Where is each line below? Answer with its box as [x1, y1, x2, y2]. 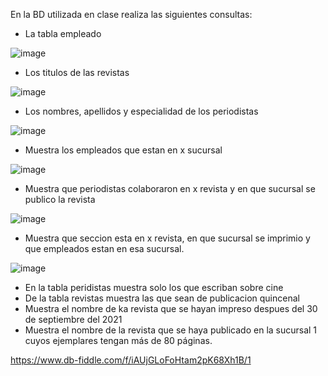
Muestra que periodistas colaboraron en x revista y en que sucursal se [24, 183, 316, 194]
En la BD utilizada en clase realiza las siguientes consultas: [10, 9, 253, 20]
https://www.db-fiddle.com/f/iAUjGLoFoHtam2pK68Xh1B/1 [10, 354, 252, 366]
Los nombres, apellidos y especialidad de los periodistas [24, 105, 259, 117]
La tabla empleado [24, 28, 102, 39]
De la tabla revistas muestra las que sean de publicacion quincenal [24, 292, 300, 304]
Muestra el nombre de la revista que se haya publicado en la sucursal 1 [24, 324, 318, 336]
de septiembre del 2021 [24, 314, 123, 325]
